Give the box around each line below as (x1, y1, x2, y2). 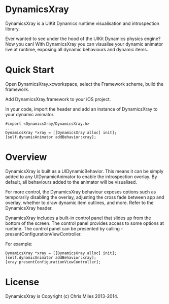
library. (5, 25, 20, 31)
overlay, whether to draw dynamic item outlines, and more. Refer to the (5, 199, 154, 206)
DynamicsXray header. (5, 205, 53, 211)
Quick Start (5, 64, 54, 76)
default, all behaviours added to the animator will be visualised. (5, 179, 137, 185)
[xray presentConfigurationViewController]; (5, 259, 101, 264)
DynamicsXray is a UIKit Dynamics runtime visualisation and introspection (5, 20, 160, 26)
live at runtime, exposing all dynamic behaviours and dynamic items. (5, 46, 148, 52)
